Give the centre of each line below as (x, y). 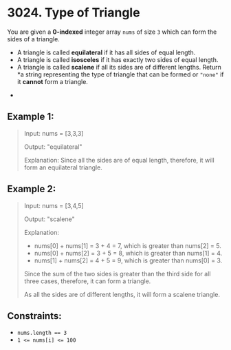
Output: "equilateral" (53, 147)
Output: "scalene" (49, 219)
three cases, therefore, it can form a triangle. (87, 281)
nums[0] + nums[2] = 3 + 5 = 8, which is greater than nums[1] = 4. (128, 253)
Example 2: (32, 189)
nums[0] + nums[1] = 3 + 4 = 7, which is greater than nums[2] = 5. (128, 245)
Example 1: (31, 117)
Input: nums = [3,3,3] (54, 133)
